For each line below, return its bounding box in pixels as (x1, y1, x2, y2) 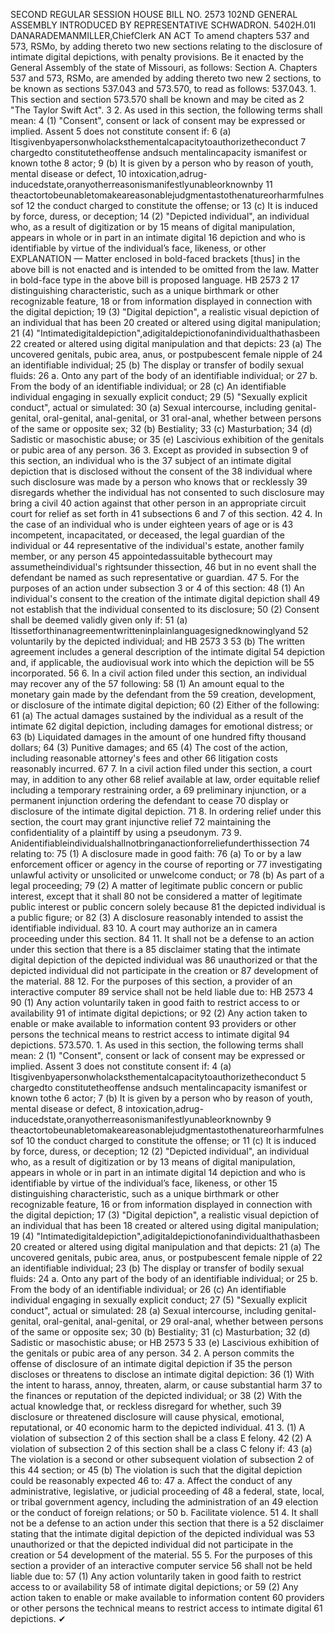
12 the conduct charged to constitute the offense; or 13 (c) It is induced (25, 200, 318, 211)
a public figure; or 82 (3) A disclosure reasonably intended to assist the (10, 912, 304, 923)
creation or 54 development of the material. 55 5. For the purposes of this (10, 1549, 313, 1561)
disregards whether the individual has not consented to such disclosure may (10, 487, 325, 498)
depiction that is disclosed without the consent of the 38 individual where (10, 465, 313, 477)
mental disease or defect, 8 (10, 1103, 124, 1114)
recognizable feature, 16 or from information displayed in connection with (10, 1199, 313, 1210)
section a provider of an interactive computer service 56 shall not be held (10, 1560, 313, 1571)
